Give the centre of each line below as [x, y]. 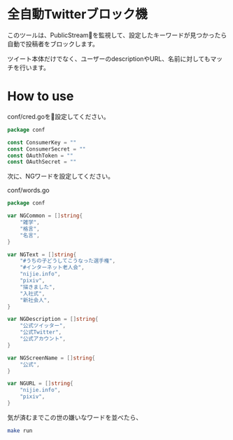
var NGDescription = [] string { [53, 319]
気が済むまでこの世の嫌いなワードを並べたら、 [75, 417]
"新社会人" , [35, 300]
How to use [41, 96]
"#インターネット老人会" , [52, 268]
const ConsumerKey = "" [42, 142]
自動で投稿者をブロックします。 [53, 43]
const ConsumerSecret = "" [47, 149]
